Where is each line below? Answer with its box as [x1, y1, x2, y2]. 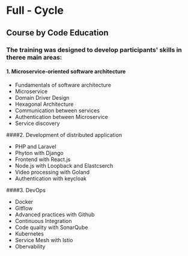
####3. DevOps [6, 186, 46, 194]
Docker [14, 198, 34, 205]
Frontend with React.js [14, 156, 71, 163]
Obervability [14, 243, 46, 250]
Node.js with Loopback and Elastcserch [14, 162, 114, 169]
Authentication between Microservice [14, 113, 108, 120]
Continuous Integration [14, 217, 72, 224]
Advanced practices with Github [14, 211, 95, 218]
